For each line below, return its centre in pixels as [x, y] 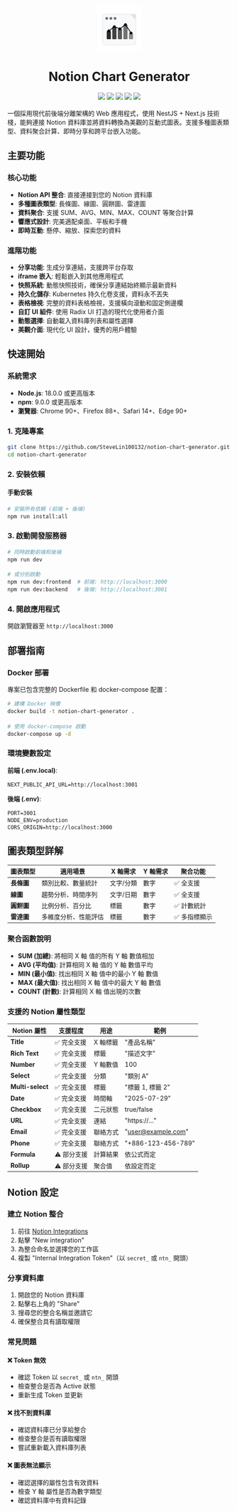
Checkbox [26, 1109]
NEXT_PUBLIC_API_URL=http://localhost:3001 [73, 784]
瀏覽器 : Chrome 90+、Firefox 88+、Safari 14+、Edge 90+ [103, 411]
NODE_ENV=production [38, 820]
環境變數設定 [29, 754]
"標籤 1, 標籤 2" [147, 1087]
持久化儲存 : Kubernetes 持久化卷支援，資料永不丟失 [93, 294]
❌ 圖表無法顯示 [29, 1465]
